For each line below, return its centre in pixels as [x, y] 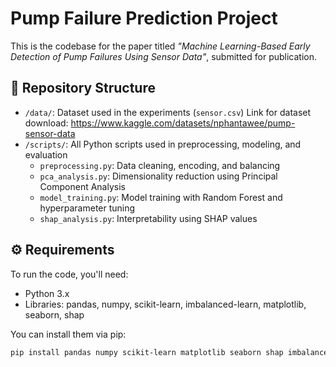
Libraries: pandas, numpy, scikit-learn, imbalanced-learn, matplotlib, [165, 304]
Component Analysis [82, 186]
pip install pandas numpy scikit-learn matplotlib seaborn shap [147, 352]
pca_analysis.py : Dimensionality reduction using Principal [158, 176]
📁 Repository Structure [83, 88]
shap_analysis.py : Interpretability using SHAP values [148, 218]
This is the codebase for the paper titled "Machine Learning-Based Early [160, 46]
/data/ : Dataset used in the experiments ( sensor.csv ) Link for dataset [168, 112]
